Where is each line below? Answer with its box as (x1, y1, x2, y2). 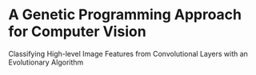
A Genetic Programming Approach (8, 6, 242, 24)
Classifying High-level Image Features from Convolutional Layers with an (8, 49, 248, 58)
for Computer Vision (8, 22, 146, 41)
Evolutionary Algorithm (8, 57, 84, 67)
